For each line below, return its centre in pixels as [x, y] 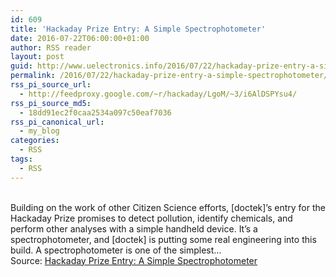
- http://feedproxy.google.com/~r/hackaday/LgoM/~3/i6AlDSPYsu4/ [158, 94]
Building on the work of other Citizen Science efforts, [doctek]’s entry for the [168, 207]
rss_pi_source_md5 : [51, 103]
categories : [35, 141]
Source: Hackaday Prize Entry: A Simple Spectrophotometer [134, 260]
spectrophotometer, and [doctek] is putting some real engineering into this [163, 239]
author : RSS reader [51, 47]
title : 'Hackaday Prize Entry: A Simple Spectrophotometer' [138, 29]
